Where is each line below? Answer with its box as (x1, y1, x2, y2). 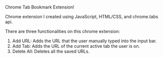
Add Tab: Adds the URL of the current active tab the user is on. (12, 43, 140, 49)
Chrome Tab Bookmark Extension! (5, 4, 75, 10)
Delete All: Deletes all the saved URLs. (12, 49, 90, 54)
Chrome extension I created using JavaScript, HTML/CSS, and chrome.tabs (5, 14, 159, 19)
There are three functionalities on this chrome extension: (5, 29, 120, 34)
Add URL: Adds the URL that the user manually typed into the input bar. (12, 38, 157, 44)
